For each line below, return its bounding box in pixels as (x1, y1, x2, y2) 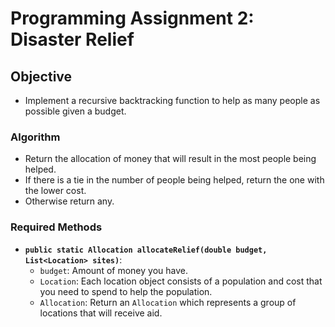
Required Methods (10, 220, 103, 234)
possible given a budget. (24, 105, 127, 117)
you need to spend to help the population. (39, 285, 213, 297)
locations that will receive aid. (39, 307, 163, 319)
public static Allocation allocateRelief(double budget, (24, 245, 268, 255)
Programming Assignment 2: (10, 7, 255, 30)
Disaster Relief (10, 28, 135, 51)
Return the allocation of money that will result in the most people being (24, 153, 317, 165)
